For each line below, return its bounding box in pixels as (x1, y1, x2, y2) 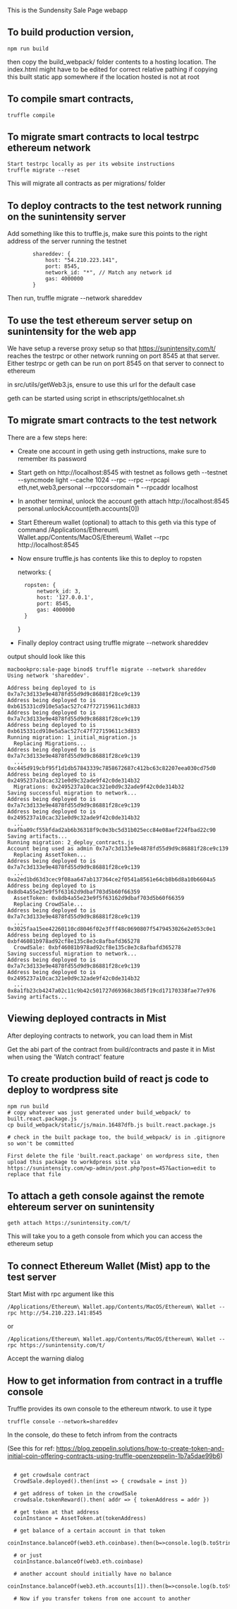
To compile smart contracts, (7, 93, 134, 105)
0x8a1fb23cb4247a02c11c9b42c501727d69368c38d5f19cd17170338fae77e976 (7, 987, 217, 995)
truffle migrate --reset (7, 167, 80, 174)
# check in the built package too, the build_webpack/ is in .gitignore (7, 1134, 226, 1141)
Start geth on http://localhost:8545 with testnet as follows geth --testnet (17, 468, 228, 476)
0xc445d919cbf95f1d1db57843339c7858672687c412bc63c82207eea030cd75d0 (7, 764, 217, 772)
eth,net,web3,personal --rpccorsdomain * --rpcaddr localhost (17, 483, 199, 492)
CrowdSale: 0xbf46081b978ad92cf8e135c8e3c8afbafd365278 (13, 944, 181, 951)
